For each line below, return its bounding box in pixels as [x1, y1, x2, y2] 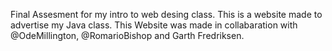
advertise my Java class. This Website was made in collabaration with [10, 19, 298, 31]
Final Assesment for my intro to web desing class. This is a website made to [10, 9, 323, 20]
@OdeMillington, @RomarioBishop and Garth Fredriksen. [10, 30, 245, 41]
